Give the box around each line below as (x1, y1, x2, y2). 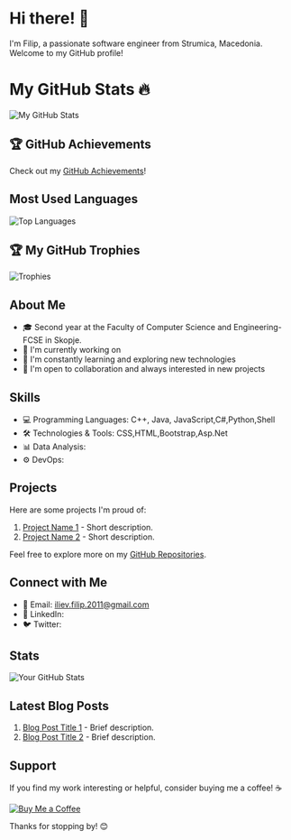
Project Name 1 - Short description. (22, 522, 153, 532)
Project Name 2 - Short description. (22, 531, 155, 542)
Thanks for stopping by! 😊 (9, 821, 109, 831)
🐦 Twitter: (22, 618, 62, 630)
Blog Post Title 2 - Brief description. (22, 732, 156, 743)
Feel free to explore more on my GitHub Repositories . (9, 549, 207, 559)
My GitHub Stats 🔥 (9, 79, 150, 100)
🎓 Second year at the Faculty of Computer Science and (22, 322, 232, 333)
